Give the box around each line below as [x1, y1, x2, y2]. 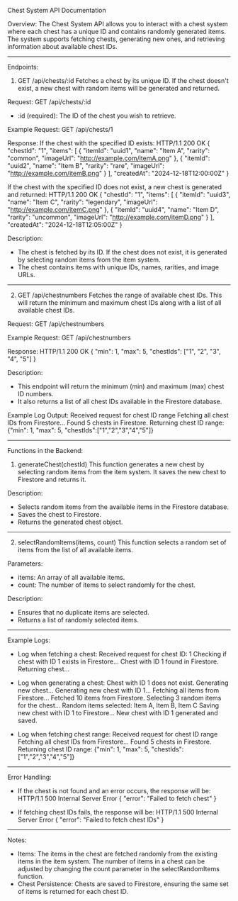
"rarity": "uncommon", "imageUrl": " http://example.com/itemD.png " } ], [7, 213, 215, 221]
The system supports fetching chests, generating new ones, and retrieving [7, 35, 225, 43]
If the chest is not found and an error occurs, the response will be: [17, 787, 211, 795]
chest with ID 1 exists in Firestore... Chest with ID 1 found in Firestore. [17, 657, 219, 666]
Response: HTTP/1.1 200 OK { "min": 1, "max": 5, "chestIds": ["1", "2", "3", [7, 347, 221, 355]
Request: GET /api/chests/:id [7, 98, 91, 106]
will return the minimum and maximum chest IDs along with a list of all [17, 298, 222, 307]
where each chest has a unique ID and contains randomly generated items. [7, 28, 227, 35]
